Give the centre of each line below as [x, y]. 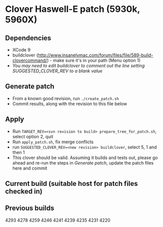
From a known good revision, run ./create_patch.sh [66, 98]
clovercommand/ [30, 60]
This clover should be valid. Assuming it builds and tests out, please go [85, 158]
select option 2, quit [33, 136]
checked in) [24, 192]
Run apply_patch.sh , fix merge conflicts [53, 142]
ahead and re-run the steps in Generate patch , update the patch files [83, 163]
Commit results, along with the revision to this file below [70, 104]
